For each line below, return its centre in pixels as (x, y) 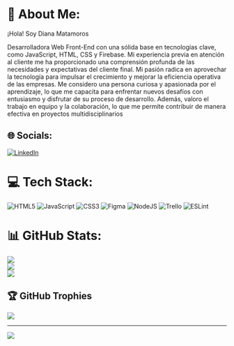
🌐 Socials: (30, 136)
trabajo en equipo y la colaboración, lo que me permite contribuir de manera (117, 106)
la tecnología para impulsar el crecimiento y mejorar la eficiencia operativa (114, 77)
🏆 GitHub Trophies (50, 296)
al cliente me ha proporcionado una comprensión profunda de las (101, 61)
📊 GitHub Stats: (55, 235)
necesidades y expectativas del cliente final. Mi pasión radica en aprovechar (117, 69)
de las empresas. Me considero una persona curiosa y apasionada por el (111, 84)
